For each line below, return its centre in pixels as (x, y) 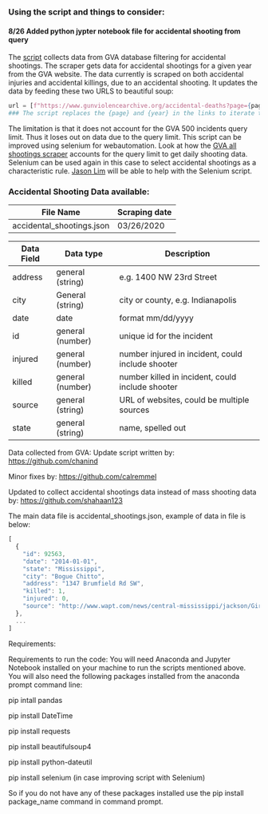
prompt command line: (45, 685)
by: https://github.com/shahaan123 (66, 501)
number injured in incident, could (181, 354)
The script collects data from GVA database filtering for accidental (117, 58)
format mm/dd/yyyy (156, 318)
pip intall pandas (35, 700)
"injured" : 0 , (46, 599)
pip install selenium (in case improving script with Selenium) (107, 777)
